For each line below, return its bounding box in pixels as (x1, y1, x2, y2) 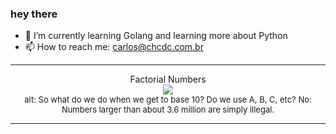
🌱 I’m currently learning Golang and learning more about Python (24, 30, 288, 42)
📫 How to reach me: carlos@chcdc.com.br (24, 41, 204, 53)
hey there (10, 7, 58, 21)
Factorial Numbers (129, 73, 207, 86)
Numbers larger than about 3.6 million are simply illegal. (61, 104, 275, 116)
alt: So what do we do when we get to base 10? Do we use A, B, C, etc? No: (24, 94, 312, 106)
